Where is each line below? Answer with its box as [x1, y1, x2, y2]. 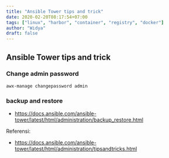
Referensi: [6, 127, 31, 135]
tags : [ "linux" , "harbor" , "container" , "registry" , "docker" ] [6, 19, 164, 25]
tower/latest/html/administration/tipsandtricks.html [14, 145, 137, 153]
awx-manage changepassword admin [6, 83, 88, 89]
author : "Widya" [6, 25, 46, 31]
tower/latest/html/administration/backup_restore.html [14, 116, 144, 123]
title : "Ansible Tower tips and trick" [6, 8, 104, 15]
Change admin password [6, 70, 79, 78]
